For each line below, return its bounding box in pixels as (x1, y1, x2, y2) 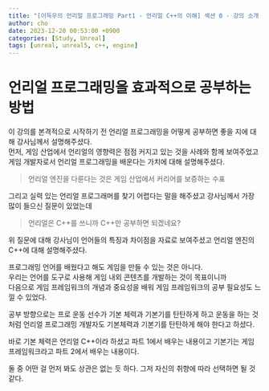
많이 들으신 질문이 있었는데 (8, 202, 92, 211)
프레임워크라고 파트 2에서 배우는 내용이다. (8, 347, 140, 356)
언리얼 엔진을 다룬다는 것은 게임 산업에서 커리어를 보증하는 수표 (27, 174, 226, 184)
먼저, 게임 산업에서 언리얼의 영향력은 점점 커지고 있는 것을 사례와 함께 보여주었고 (8, 147, 259, 157)
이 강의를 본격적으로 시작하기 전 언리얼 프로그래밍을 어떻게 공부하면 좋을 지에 (8, 127, 249, 136)
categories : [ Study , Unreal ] (8, 34, 106, 43)
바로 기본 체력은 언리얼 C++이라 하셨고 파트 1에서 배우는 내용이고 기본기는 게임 (8, 336, 255, 346)
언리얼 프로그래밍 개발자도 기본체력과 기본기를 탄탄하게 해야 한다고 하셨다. (22, 320, 255, 329)
